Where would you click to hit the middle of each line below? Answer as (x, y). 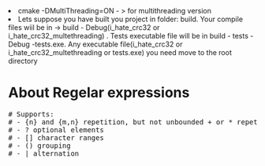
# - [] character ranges (56, 138)
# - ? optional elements (56, 130)
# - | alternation (44, 153)
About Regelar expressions (99, 93)
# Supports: (31, 114)
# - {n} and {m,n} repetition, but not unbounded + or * (121, 122)
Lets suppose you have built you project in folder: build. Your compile (131, 19)
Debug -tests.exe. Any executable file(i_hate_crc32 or (95, 44)
